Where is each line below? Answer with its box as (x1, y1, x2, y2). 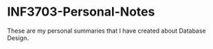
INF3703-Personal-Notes (7, 4, 155, 20)
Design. (7, 33, 29, 42)
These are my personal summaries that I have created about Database (7, 27, 206, 35)
